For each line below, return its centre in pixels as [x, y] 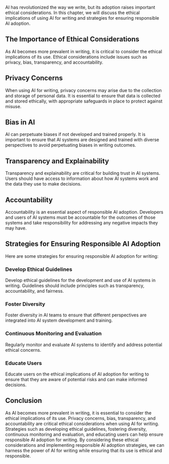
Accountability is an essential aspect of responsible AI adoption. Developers [84, 212]
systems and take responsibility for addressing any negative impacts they [81, 223]
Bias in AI [20, 123]
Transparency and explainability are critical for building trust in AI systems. [83, 173]
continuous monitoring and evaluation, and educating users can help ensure [84, 434]
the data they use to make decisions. [43, 184]
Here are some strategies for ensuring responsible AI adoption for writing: [82, 256]
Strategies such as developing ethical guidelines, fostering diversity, [76, 429]
